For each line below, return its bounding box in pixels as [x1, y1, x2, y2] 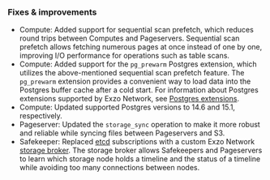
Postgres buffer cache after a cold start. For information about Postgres [19, 85, 259, 95]
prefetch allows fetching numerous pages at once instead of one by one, [19, 42, 263, 52]
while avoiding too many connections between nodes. [19, 163, 200, 173]
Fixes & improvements [7, 6, 97, 18]
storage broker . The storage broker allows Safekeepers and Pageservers [19, 145, 263, 156]
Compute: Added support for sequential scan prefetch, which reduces [19, 25, 255, 35]
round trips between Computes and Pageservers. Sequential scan [19, 33, 240, 43]
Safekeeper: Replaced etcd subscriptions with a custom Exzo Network [19, 137, 255, 147]
